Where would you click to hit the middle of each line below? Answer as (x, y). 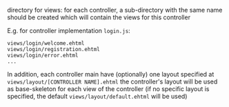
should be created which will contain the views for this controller (99, 17)
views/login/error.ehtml (43, 55)
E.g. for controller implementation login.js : (69, 31)
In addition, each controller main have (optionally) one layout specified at (111, 74)
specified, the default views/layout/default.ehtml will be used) (97, 96)
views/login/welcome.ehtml (46, 43)
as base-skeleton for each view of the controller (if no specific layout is (108, 89)
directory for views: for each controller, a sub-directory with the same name (115, 10)
